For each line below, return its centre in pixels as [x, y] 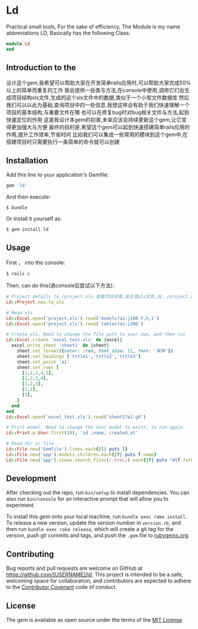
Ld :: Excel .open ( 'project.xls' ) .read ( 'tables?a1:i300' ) [75, 324]
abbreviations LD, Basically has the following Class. [68, 32]
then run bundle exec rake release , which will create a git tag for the [90, 529]
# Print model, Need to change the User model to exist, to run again [95, 428]
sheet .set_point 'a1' [43, 362]
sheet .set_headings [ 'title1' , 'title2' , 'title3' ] [79, 356]
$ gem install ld [27, 230]
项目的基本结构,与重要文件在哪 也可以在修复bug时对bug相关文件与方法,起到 [98, 112]
